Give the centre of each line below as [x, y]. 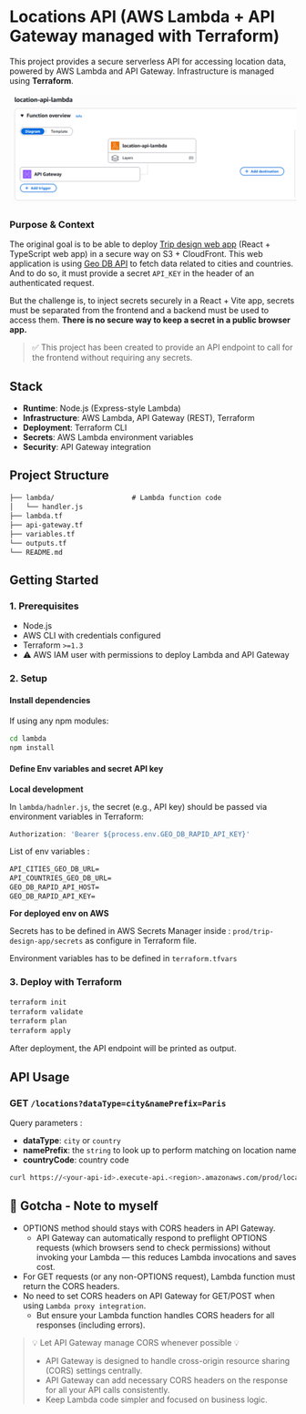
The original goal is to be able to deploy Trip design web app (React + [140, 244]
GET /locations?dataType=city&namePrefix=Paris [118, 1102]
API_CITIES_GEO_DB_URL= [55, 869]
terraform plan [38, 1021]
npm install [32, 748]
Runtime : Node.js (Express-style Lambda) [102, 408]
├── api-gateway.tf [46, 525]
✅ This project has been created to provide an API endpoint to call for [162, 347]
